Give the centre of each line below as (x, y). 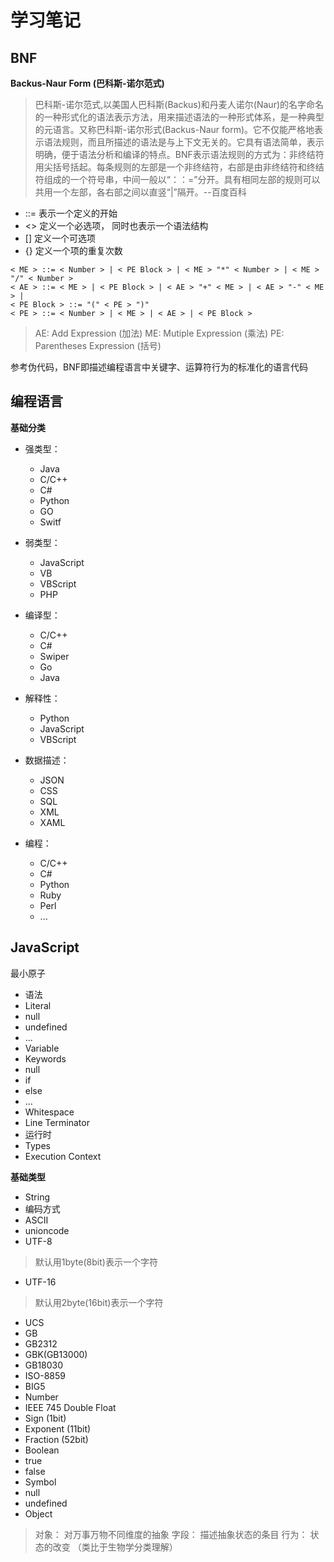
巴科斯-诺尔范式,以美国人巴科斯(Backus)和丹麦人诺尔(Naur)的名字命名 (179, 104)
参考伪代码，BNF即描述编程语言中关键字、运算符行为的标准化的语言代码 (159, 367)
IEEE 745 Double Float (70, 1407)
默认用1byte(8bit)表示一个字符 (96, 1262)
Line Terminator (57, 1122)
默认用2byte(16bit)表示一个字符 (99, 1302)
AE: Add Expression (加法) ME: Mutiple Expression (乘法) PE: (159, 333)
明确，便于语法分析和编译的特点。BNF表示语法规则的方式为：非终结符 (179, 154)
